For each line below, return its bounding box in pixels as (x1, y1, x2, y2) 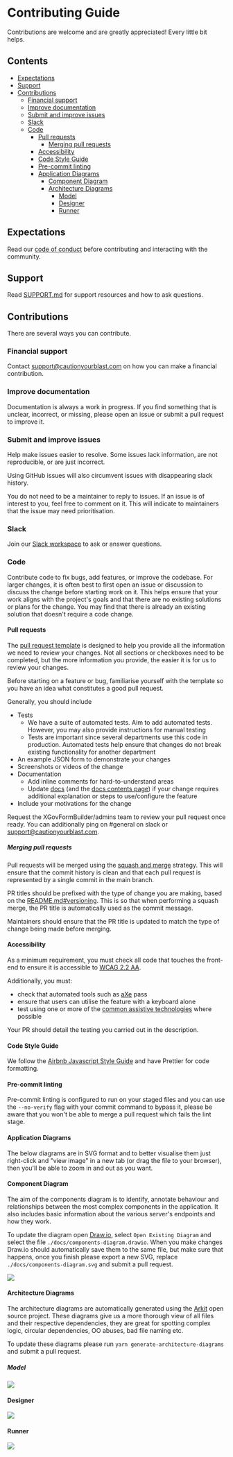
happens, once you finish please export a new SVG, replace (7, 1252, 178, 1261)
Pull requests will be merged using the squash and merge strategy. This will (7, 861, 223, 869)
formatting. (7, 1064, 40, 1073)
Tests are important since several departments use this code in (27, 733, 208, 741)
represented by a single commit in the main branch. (7, 875, 155, 883)
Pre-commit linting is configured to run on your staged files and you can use (7, 1096, 225, 1104)
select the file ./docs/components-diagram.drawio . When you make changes (7, 1238, 223, 1246)
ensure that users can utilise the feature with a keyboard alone (17, 997, 196, 1006)
